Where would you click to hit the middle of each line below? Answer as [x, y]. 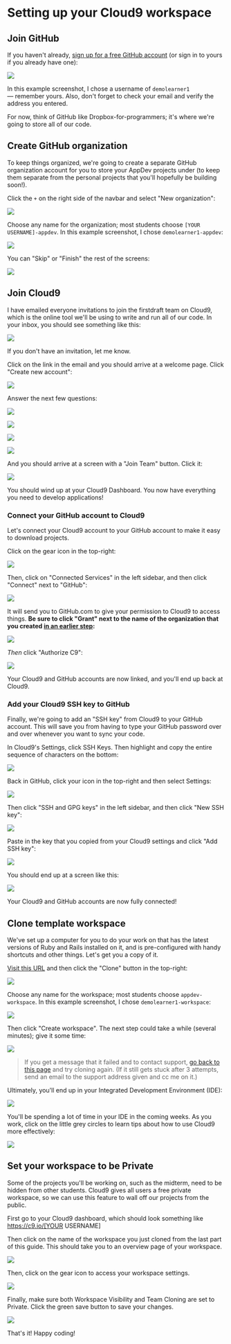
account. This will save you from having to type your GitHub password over [114, 727]
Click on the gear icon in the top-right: [62, 551]
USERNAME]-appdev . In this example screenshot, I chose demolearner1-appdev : [115, 232]
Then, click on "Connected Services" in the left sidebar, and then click [107, 577]
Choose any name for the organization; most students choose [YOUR [104, 224]
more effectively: [31, 1131]
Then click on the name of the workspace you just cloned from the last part [114, 1239]
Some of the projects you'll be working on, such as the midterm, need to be [115, 1183]
